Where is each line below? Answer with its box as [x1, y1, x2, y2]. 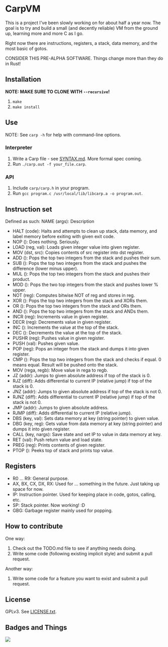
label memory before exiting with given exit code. [12, 233, 115, 239]
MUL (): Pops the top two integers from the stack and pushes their [12, 270, 150, 277]
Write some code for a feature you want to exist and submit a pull [12, 575, 148, 582]
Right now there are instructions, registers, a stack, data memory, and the [5, 40, 157, 46]
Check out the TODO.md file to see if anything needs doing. [12, 545, 137, 551]
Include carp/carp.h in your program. [12, 185, 90, 191]
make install [12, 104, 40, 110]
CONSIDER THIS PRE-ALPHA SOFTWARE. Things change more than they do [5, 55, 163, 61]
